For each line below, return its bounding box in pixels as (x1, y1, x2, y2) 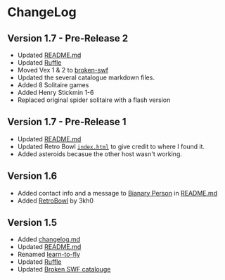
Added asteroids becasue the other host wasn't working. (17, 149, 183, 158)
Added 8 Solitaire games (17, 81, 89, 89)
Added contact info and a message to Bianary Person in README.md (17, 189, 218, 197)
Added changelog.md (17, 235, 81, 243)
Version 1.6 (7, 170, 58, 182)
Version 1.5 (7, 217, 58, 229)
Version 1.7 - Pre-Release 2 (7, 32, 129, 44)
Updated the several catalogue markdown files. (17, 73, 155, 82)
